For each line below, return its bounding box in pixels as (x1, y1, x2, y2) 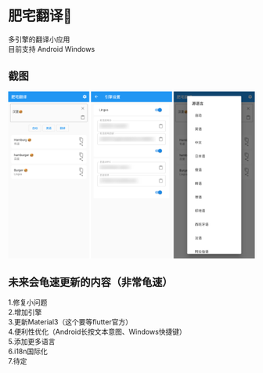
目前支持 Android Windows (8, 44, 95, 53)
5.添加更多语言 (8, 337, 56, 346)
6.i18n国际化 (8, 346, 49, 357)
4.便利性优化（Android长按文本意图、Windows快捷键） (8, 327, 186, 337)
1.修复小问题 (8, 298, 48, 307)
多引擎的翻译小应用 (8, 34, 70, 44)
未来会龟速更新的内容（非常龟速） (8, 276, 173, 289)
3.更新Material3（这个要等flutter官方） (8, 317, 133, 327)
